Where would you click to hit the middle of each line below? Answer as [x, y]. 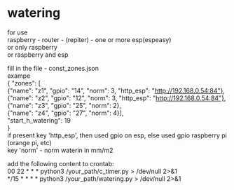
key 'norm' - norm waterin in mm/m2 [60, 150]
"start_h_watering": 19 [39, 120]
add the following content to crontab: [61, 163]
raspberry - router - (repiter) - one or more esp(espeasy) [89, 39]
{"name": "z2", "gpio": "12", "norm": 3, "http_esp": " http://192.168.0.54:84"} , [117, 98]
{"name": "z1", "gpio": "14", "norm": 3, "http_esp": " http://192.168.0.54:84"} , [116, 90]
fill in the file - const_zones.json [53, 68]
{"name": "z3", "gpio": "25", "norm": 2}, [64, 105]
